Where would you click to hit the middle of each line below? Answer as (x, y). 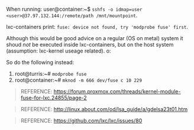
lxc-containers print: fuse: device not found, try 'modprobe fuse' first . (97, 27)
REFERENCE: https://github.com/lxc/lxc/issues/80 (81, 121)
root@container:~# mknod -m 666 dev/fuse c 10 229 (78, 80)
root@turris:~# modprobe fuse (51, 74)
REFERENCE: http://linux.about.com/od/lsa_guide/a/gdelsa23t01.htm (104, 109)
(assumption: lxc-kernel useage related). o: (59, 51)
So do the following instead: (40, 62)
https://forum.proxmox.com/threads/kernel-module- (117, 91)
